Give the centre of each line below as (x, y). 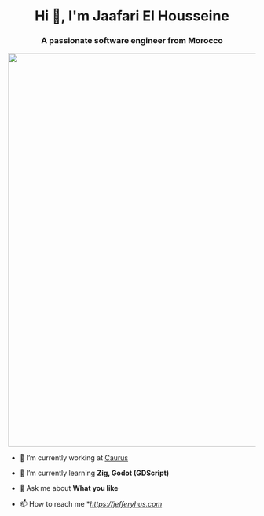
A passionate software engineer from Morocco (132, 41)
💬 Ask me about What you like (69, 488)
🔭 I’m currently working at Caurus (73, 458)
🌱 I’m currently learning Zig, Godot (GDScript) (94, 473)
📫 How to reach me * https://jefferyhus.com (91, 504)
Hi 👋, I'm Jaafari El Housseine (132, 16)
